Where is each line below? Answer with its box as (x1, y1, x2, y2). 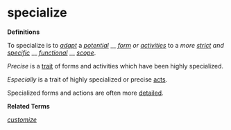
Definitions (7, 28, 40, 36)
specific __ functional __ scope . (7, 48, 96, 57)
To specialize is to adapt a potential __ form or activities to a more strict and (7, 41, 224, 49)
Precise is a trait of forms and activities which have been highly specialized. (7, 62, 224, 70)
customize (7, 115, 37, 124)
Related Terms (7, 102, 50, 110)
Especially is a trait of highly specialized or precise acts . (7, 75, 168, 84)
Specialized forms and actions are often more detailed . (7, 89, 164, 97)
